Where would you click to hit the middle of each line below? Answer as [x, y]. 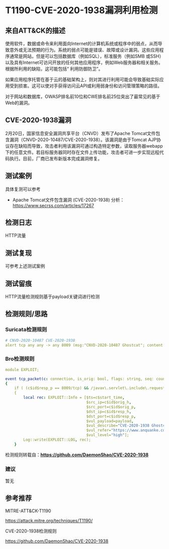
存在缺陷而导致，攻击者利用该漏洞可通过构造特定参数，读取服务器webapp [86, 146]
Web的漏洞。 [19, 103]
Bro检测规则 [20, 359]
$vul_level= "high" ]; [108, 435]
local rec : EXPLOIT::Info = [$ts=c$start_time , [74, 398]
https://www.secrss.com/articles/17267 [53, 205]
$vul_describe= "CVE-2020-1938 [118, 426]
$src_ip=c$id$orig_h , [109, 402]
